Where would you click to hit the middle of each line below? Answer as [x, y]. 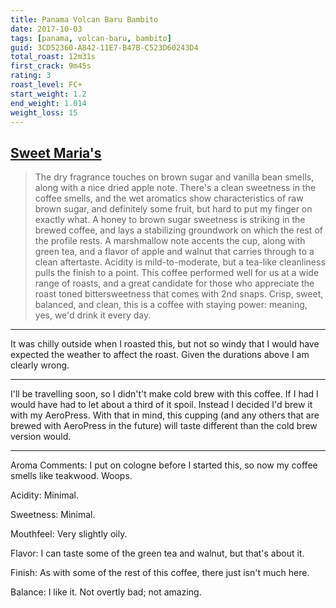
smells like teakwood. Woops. [71, 476]
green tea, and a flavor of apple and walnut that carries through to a [174, 252]
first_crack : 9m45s [51, 66]
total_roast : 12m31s [53, 57]
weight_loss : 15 [44, 112]
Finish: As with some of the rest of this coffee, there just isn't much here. [160, 573]
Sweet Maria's [56, 152]
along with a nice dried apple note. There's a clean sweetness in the [175, 188]
